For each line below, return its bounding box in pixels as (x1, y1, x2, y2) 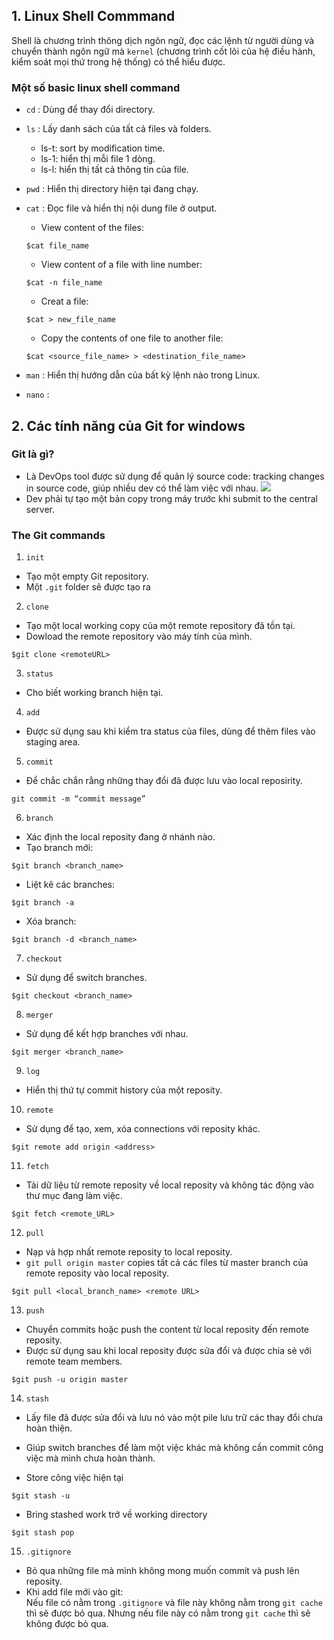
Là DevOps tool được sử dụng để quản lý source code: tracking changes (25, 470, 325, 482)
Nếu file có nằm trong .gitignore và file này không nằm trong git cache (25, 1597, 323, 1609)
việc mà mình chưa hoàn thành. (25, 1452, 156, 1464)
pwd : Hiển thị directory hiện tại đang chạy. (25, 183, 199, 195)
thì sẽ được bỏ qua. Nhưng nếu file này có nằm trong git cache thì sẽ (25, 1607, 311, 1619)
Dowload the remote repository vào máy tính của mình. (25, 630, 253, 643)
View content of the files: (40, 222, 145, 234)
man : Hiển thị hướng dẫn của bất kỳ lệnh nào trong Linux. (25, 369, 261, 381)
